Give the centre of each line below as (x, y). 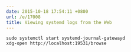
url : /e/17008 (24, 17)
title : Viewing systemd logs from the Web (59, 22)
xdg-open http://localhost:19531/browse (57, 44)
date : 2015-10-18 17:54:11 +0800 (47, 11)
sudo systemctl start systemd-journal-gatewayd (66, 39)
